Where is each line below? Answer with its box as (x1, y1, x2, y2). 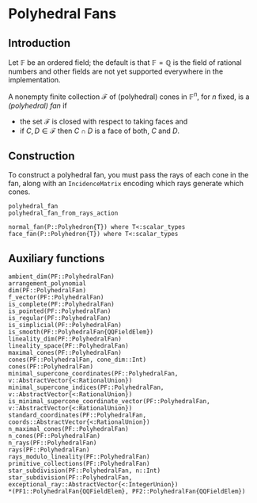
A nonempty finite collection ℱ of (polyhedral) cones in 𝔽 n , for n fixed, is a (8, 90, 250, 101)
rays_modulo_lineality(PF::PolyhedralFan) (8, 453, 150, 461)
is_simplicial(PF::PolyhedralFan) (8, 322, 123, 330)
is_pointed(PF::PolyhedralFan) (8, 307, 111, 315)
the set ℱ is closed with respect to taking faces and (19, 116, 188, 126)
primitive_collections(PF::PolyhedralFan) (8, 460, 150, 468)
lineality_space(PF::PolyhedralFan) (8, 342, 129, 350)
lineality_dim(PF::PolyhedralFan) (8, 335, 123, 343)
